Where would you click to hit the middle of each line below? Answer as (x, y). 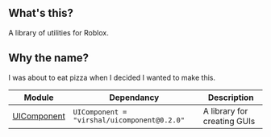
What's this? (41, 13)
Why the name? (49, 58)
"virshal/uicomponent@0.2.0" (129, 120)
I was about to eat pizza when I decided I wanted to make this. (112, 77)
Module (39, 98)
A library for (225, 110)
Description (231, 98)
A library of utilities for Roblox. (58, 32)
